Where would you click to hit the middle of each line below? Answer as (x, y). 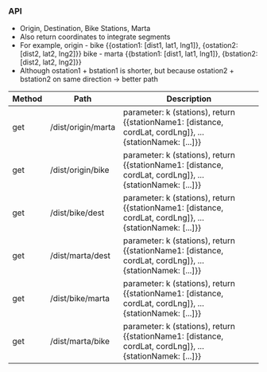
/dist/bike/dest (77, 213)
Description (189, 99)
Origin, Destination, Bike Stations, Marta (85, 29)
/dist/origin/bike (80, 170)
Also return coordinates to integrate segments (95, 37)
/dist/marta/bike (80, 342)
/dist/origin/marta (83, 127)
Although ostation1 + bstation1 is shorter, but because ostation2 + (127, 71)
